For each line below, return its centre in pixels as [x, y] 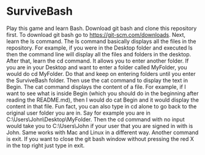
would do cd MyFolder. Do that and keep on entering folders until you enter [101, 74]
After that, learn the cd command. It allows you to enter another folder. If [98, 61]
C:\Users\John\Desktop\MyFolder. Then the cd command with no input [95, 119]
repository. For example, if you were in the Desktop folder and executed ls [99, 48]
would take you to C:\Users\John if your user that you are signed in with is [100, 126]
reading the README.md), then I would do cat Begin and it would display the [102, 100]
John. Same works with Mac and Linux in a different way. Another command [102, 132]
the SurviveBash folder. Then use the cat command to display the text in [97, 80]
